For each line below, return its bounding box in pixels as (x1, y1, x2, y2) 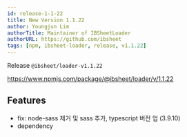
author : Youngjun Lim (7, 23, 70, 30)
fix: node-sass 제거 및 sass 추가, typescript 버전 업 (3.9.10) (17, 113, 181, 122)
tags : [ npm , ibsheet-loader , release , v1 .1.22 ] (7, 42, 147, 49)
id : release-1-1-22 (7, 10, 63, 17)
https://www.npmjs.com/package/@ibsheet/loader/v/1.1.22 (7, 75, 174, 83)
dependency (17, 122, 54, 130)
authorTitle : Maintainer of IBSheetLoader (7, 29, 131, 37)
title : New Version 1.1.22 (7, 17, 85, 24)
